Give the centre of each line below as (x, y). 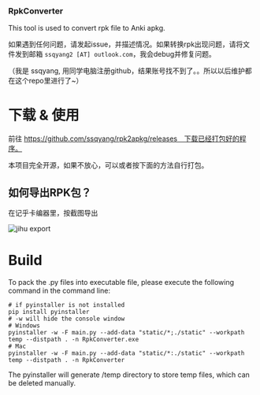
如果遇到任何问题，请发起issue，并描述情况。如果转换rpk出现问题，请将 (126, 44)
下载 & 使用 (44, 115)
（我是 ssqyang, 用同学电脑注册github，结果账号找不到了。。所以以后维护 (127, 71)
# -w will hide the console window (67, 319)
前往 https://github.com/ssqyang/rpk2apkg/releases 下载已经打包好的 (124, 138)
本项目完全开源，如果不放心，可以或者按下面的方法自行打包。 (108, 165)
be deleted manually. (42, 382)
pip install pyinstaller (49, 312)
